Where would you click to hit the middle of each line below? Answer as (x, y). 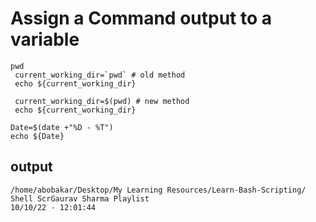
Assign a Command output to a (141, 18)
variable (45, 39)
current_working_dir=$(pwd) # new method (102, 101)
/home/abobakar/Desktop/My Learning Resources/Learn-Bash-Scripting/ (158, 190)
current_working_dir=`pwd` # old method (100, 75)
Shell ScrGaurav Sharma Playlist (80, 198)
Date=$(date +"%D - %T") (62, 127)
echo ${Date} (37, 136)
